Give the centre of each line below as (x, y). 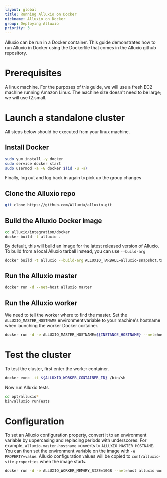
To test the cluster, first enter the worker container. (57, 368)
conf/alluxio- (146, 457)
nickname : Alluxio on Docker (35, 19)
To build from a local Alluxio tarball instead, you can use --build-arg (75, 251)
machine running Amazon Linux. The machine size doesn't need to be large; (83, 92)
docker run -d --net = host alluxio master (49, 287)
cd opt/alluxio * (22, 396)
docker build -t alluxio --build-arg (44, 260)
